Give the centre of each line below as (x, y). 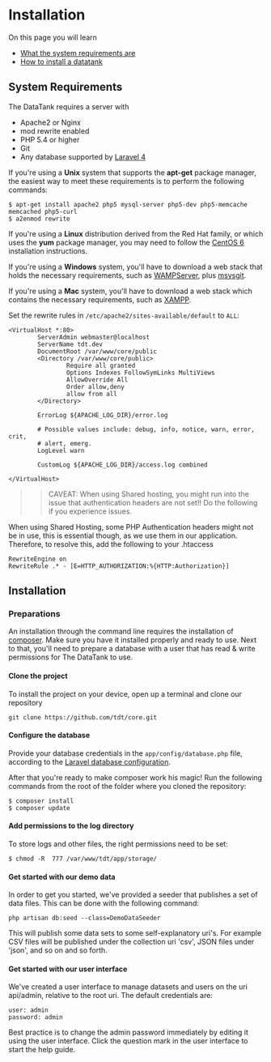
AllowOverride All (97, 380)
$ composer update (39, 808)
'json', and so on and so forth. (58, 950)
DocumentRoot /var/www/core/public (97, 351)
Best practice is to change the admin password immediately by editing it (129, 1032)
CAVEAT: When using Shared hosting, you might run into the (148, 494)
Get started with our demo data (62, 876)
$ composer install (41, 801)
